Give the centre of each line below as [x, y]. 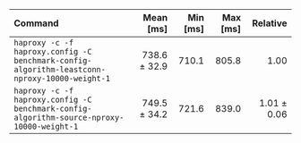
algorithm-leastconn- [60, 69]
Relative [270, 23]
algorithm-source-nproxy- [69, 118]
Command [37, 23]
